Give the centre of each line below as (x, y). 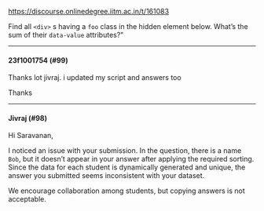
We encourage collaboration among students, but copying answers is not (126, 191)
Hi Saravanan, (31, 136)
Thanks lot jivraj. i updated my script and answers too (95, 78)
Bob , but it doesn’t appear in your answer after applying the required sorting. (131, 159)
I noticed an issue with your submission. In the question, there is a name (125, 151)
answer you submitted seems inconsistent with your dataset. (106, 176)
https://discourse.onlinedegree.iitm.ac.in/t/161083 (89, 11)
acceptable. (27, 199)
